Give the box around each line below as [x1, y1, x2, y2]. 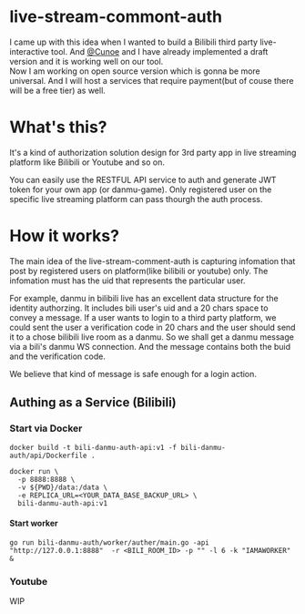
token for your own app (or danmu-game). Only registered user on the [9, 184, 272, 195]
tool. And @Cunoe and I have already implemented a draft [51, 46, 269, 56]
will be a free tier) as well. [9, 85, 107, 96]
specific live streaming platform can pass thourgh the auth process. [9, 193, 263, 204]
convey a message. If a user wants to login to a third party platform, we [9, 312, 277, 322]
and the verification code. [9, 351, 107, 362]
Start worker [9, 517, 58, 529]
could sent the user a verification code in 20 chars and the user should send [9, 322, 296, 333]
